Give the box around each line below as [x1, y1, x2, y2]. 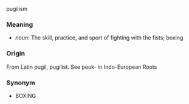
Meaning [6, 20, 33, 29]
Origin [6, 49, 26, 58]
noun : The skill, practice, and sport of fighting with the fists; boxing [15, 34, 184, 41]
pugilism [6, 5, 28, 12]
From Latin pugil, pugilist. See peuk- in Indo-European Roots [6, 63, 157, 71]
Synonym [6, 78, 35, 87]
